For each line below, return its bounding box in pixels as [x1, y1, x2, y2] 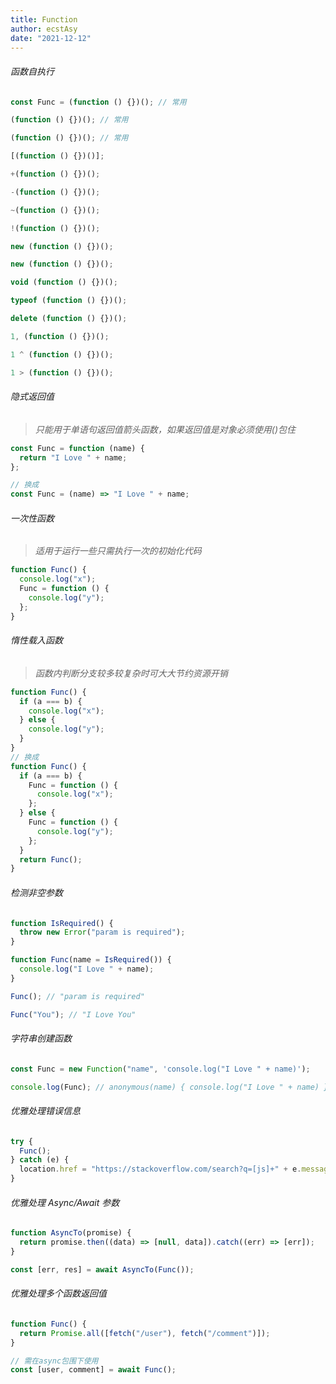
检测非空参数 [10, 886, 63, 898]
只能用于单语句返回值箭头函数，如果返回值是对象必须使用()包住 [34, 423, 297, 435]
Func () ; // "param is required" [10, 991, 145, 1001]
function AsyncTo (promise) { [10, 1228, 132, 1238]
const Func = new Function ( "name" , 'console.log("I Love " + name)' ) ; [10, 1064, 311, 1074]
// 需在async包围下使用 [10, 1356, 99, 1366]
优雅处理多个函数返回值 [10, 1287, 107, 1300]
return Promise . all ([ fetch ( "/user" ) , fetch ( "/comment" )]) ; [19, 1328, 271, 1338]
